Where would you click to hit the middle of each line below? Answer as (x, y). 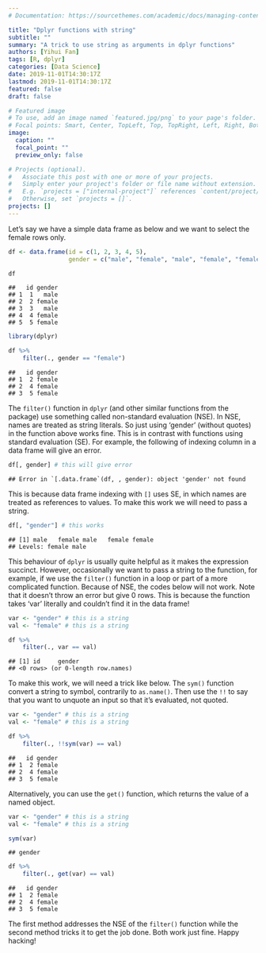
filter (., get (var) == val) (68, 874)
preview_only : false (49, 155)
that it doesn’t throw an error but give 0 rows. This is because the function (129, 595)
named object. (32, 802)
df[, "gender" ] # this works (56, 525)
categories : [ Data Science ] (55, 67)
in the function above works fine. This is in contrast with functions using (126, 433)
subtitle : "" (30, 37)
